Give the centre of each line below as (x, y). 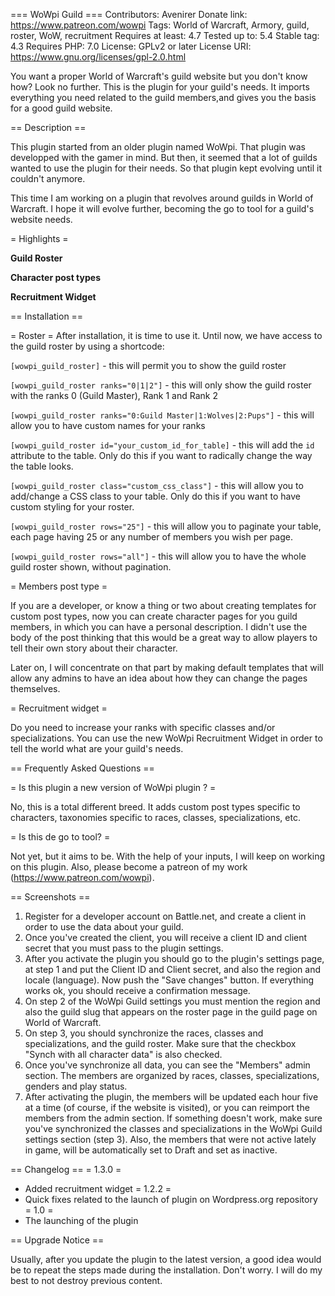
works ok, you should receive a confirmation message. (137, 990)
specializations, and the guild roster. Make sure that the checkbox (160, 1043)
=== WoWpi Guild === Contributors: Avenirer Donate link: (129, 14)
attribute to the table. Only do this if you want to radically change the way (161, 455)
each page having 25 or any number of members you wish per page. (151, 537)
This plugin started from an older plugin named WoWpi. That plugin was (158, 147)
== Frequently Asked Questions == (82, 768)
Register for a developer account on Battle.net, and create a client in (165, 916)
